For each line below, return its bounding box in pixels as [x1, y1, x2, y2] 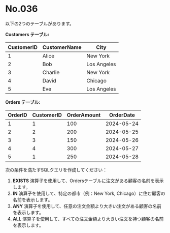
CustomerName [42, 44, 82, 51]
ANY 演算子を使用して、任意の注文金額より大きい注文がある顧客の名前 [12, 203, 161, 209]
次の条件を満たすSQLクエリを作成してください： [5, 166, 108, 173]
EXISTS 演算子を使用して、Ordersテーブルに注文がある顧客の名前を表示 [12, 178, 164, 184]
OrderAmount [66, 111, 101, 119]
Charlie [42, 69, 60, 76]
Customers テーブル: [5, 31, 50, 37]
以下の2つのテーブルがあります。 [5, 20, 75, 26]
